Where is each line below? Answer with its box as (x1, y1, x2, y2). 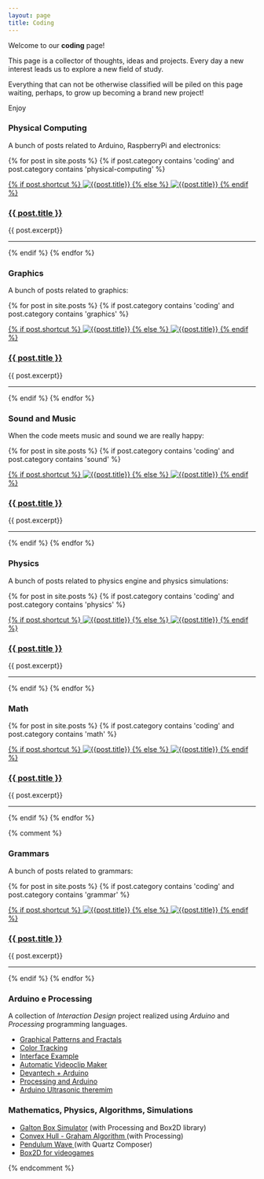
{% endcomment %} (8, 1163, 75, 1173)
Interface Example (19, 1051, 79, 1061)
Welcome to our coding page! (8, 40, 105, 50)
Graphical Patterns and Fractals (19, 1035, 122, 1044)
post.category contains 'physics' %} (8, 600, 126, 609)
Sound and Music (8, 413, 76, 424)
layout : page (8, 11, 51, 20)
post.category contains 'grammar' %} (8, 890, 130, 899)
